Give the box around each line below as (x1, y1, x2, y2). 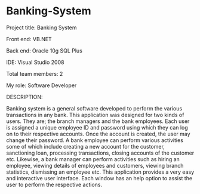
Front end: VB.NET (6, 35, 52, 42)
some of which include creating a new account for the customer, (6, 143, 165, 150)
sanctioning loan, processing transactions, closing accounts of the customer (6, 149, 195, 156)
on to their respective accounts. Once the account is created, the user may (6, 130, 190, 137)
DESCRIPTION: (6, 93, 43, 100)
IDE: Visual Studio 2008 (6, 58, 64, 66)
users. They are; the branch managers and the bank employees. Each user (6, 118, 190, 125)
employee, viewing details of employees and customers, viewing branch (6, 162, 184, 169)
